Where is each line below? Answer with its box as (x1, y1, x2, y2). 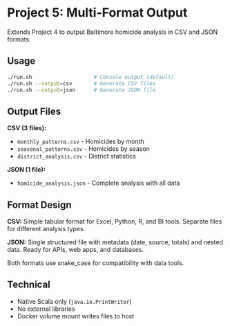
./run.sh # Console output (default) (7, 73, 175, 80)
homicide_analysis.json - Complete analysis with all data (17, 179, 180, 188)
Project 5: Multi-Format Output (7, 5, 188, 21)
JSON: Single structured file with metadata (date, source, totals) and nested (7, 238, 223, 246)
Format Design (7, 199, 72, 210)
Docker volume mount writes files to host (17, 311, 135, 320)
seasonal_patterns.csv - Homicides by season (17, 145, 151, 153)
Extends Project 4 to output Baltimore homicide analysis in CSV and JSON (7, 28, 218, 36)
